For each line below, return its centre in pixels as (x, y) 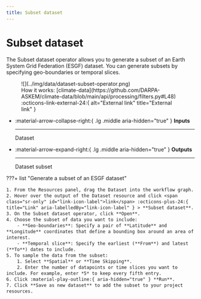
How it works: (38, 90)
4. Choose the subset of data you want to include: (72, 220)
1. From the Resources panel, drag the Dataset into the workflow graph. (100, 190)
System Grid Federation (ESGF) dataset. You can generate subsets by (92, 66)
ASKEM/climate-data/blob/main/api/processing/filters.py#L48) (99, 96)
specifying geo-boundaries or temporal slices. (63, 72)
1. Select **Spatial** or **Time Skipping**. (75, 261)
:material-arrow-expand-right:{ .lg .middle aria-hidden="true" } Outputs (103, 149)
